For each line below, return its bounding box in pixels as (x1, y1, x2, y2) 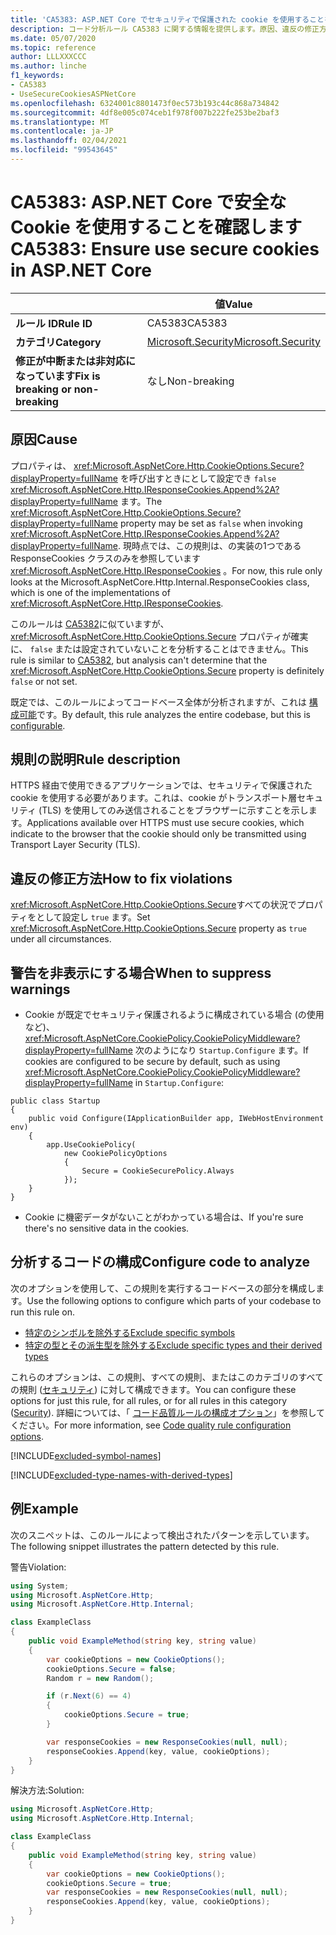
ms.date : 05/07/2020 (10, 33, 97, 43)
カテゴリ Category (15, 335, 102, 349)
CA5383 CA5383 (146, 316, 228, 330)
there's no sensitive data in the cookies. (24, 1222, 190, 1235)
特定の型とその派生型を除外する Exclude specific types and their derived (24, 1339, 323, 1351)
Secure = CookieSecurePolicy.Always (81, 1166, 235, 1176)
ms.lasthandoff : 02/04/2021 (10, 136, 128, 146)
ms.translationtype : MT (10, 117, 110, 127)
